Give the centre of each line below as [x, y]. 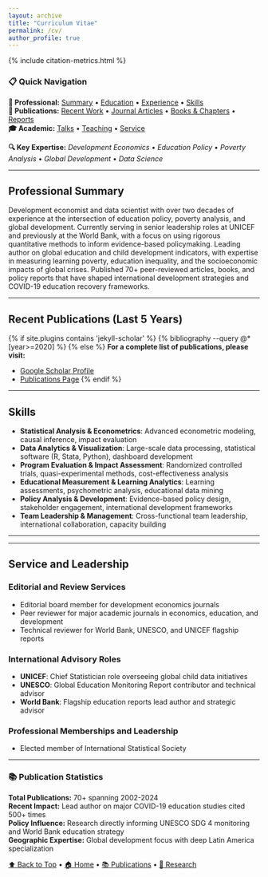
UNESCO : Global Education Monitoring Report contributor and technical [138, 685]
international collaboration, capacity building [93, 524]
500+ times [27, 814]
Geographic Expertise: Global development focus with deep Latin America [131, 839]
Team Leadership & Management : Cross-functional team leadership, [134, 516]
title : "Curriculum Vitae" [53, 23]
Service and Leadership [69, 565]
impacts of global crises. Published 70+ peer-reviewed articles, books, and [132, 270]
